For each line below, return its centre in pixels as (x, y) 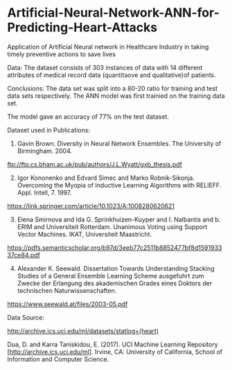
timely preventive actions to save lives (62, 54)
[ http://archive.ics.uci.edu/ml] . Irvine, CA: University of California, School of (115, 351)
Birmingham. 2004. (45, 151)
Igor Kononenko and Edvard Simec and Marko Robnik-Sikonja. (106, 178)
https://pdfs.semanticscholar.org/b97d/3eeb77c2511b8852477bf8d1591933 (115, 247)
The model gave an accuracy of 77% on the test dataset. (88, 117)
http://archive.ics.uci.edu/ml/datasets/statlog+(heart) (83, 330)
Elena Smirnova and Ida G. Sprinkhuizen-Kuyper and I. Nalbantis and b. (119, 219)
